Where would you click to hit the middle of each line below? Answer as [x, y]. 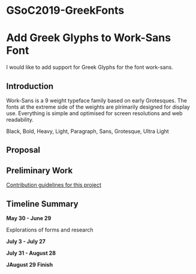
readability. [20, 119]
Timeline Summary [43, 204]
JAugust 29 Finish [29, 264]
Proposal [23, 150]
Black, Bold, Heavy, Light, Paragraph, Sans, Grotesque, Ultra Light [88, 131]
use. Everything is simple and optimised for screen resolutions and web [94, 113]
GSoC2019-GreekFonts [65, 10]
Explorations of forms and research [50, 230]
